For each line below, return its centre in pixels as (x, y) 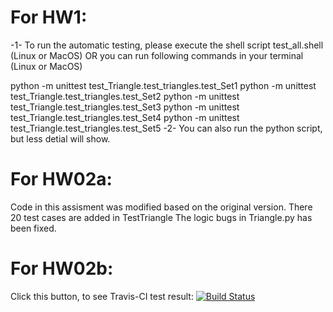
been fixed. (33, 228)
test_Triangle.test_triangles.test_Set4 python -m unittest (125, 117)
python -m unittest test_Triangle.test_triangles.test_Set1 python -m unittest (163, 85)
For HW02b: (62, 268)
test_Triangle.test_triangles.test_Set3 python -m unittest (125, 107)
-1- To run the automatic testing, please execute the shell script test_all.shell (167, 45)
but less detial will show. (60, 138)
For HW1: (49, 17)
